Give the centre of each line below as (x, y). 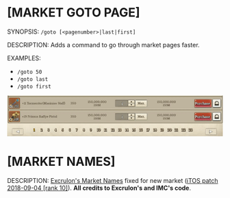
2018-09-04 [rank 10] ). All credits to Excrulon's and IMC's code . (99, 188)
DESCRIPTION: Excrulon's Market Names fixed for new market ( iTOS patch (113, 181)
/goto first (34, 86)
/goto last (33, 79)
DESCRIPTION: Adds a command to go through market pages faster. (103, 45)
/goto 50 (29, 72)
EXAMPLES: (24, 58)
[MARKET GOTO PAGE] (74, 13)
